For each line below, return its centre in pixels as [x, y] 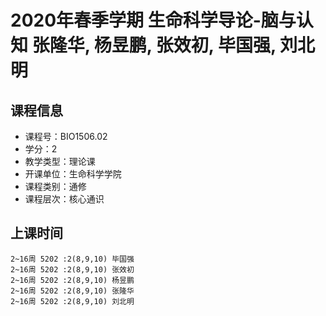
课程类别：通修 [55, 186]
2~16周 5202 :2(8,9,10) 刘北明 [72, 301]
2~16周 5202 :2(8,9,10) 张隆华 [72, 291]
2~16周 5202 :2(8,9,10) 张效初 [72, 269]
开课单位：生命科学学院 [73, 174]
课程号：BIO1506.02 [66, 136]
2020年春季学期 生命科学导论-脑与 [153, 20]
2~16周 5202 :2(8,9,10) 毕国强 [72, 259]
